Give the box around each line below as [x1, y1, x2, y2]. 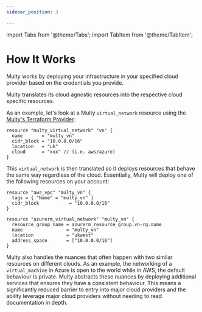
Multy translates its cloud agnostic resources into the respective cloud [6, 91, 183, 98]
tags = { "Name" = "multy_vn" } [12, 194, 94, 201]
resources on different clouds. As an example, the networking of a [6, 260, 172, 267]
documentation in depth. [6, 299, 68, 306]
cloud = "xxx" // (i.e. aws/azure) [12, 149, 116, 155]
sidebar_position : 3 [6, 9, 59, 15]
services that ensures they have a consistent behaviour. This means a [6, 279, 181, 286]
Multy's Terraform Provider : [6, 115, 76, 122]
